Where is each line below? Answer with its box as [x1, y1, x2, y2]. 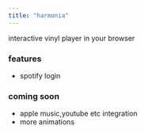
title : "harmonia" [8, 11, 69, 20]
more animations [19, 117, 75, 127]
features [8, 53, 42, 64]
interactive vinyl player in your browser [8, 33, 135, 43]
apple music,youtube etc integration [19, 108, 138, 119]
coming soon [8, 90, 59, 101]
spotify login [19, 70, 61, 80]
